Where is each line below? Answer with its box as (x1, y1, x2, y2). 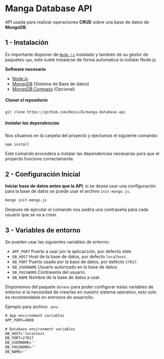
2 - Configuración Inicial (5, 170, 81, 179)
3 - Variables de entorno (5, 226, 81, 234)
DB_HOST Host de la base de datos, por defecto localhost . (12, 253, 127, 259)
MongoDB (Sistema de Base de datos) (12, 81, 90, 87)
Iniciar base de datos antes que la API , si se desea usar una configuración (5, 183, 156, 189)
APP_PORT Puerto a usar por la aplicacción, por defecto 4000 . (12, 248, 133, 254)
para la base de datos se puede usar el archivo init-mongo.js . (5, 188, 131, 194)
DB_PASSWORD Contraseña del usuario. (12, 269, 86, 275)
